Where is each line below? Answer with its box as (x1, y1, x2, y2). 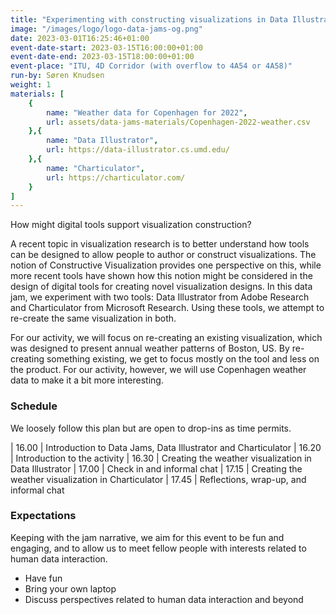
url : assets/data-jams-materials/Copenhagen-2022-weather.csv (46, 117, 311, 127)
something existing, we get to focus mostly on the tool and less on (46, 353, 320, 365)
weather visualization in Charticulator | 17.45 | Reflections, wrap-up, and (10, 473, 307, 485)
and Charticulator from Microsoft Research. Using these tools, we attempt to (10, 302, 325, 314)
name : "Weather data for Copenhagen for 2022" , (46, 107, 248, 118)
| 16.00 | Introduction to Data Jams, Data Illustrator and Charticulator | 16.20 (10, 441, 322, 453)
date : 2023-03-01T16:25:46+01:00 (10, 33, 150, 43)
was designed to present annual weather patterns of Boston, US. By (10, 342, 290, 355)
